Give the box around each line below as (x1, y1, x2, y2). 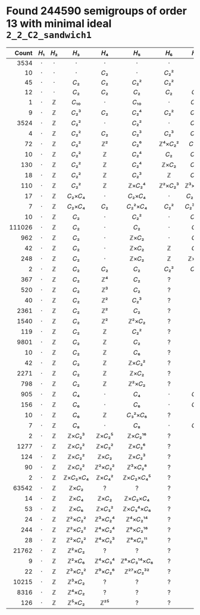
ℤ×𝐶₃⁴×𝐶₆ (123, 505, 151, 513)
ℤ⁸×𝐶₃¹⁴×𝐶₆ (120, 557, 154, 565)
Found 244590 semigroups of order (6, 4, 187, 18)
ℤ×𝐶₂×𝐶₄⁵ (123, 473, 151, 482)
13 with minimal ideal (6, 17, 112, 30)
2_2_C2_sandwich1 (6, 30, 92, 41)
